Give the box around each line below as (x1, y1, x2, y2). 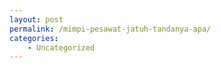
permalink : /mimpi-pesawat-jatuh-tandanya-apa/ (9, 24, 212, 34)
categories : (9, 33, 59, 43)
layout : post (9, 14, 64, 25)
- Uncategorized (27, 42, 96, 53)
